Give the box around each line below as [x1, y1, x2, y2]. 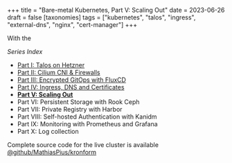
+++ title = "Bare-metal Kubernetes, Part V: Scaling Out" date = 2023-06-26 [7, 6, 225, 14]
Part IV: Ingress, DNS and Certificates [17, 83, 125, 91]
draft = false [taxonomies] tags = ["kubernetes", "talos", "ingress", [7, 13, 196, 22]
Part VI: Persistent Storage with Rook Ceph [17, 98, 140, 106]
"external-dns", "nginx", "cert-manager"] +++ [7, 21, 138, 28]
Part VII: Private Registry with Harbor [17, 105, 123, 113]
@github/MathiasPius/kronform [7, 148, 97, 156]
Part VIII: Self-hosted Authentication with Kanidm [17, 112, 157, 121]
